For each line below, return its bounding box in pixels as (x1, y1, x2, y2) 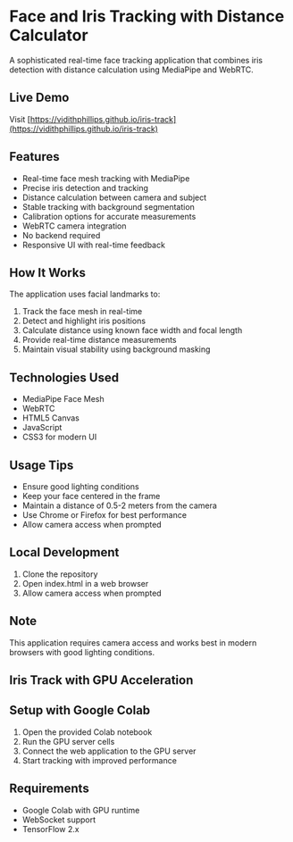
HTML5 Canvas (21, 413, 80, 423)
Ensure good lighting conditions (21, 481, 140, 492)
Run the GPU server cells (21, 736, 115, 746)
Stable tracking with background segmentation (21, 201, 195, 212)
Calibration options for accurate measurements (21, 211, 197, 221)
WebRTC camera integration (21, 221, 127, 231)
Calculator (9, 25, 88, 46)
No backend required (21, 229, 101, 240)
